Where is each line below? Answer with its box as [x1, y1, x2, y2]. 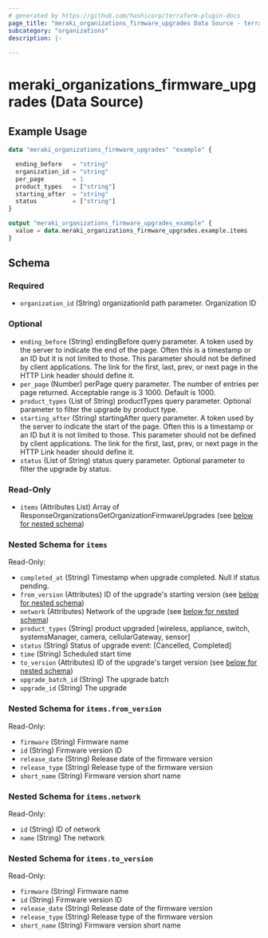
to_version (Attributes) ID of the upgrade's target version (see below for [19, 657, 258, 668]
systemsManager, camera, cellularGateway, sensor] [19, 633, 191, 642]
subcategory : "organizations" [8, 26, 109, 34]
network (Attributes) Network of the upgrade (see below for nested [19, 607, 239, 617]
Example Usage [8, 125, 88, 138]
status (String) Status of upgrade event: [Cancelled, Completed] [19, 641, 232, 650]
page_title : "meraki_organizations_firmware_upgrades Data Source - [8, 19, 241, 27]
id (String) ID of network [19, 824, 101, 834]
